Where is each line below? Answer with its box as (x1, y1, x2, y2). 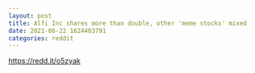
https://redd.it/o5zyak (8, 56, 81, 66)
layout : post (8, 11, 52, 20)
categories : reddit (8, 34, 74, 43)
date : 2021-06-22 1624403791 (8, 26, 107, 34)
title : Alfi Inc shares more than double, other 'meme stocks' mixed (8, 19, 248, 27)
